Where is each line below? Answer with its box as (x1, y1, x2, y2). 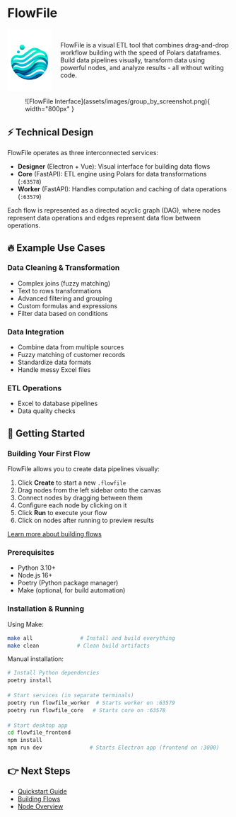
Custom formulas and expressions (17, 301, 118, 310)
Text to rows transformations (17, 286, 102, 295)
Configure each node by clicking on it (17, 501, 127, 509)
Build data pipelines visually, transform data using (60, 56, 205, 64)
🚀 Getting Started (7, 427, 85, 439)
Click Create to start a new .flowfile (17, 478, 126, 487)
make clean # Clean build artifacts (7, 642, 151, 649)
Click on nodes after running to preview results (17, 516, 154, 525)
